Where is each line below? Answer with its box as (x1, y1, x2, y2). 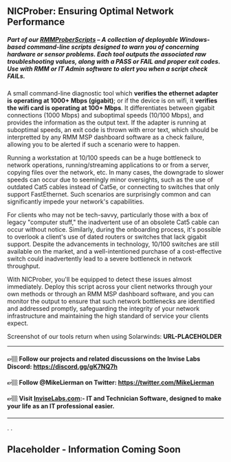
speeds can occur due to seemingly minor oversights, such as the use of (7, 175, 213, 184)
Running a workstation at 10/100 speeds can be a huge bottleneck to (7, 154, 201, 162)
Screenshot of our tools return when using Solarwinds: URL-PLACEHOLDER (7, 333, 222, 341)
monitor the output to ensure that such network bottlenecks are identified (7, 297, 215, 305)
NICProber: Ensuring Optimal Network (7, 5, 174, 17)
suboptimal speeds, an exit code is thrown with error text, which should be (7, 126, 219, 134)
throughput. (7, 262, 41, 270)
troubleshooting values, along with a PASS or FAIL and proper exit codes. (7, 57, 221, 65)
